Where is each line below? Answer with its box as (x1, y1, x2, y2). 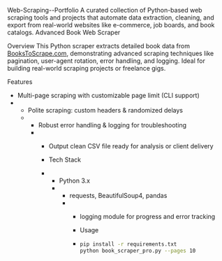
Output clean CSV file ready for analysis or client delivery (48, 142, 214, 150)
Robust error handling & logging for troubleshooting (38, 121, 187, 129)
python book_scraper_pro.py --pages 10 (80, 247, 196, 254)
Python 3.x (59, 176, 91, 185)
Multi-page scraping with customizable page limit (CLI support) (17, 91, 200, 99)
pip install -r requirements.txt (80, 241, 177, 248)
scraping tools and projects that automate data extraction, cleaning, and (7, 13, 214, 22)
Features (7, 78, 33, 86)
